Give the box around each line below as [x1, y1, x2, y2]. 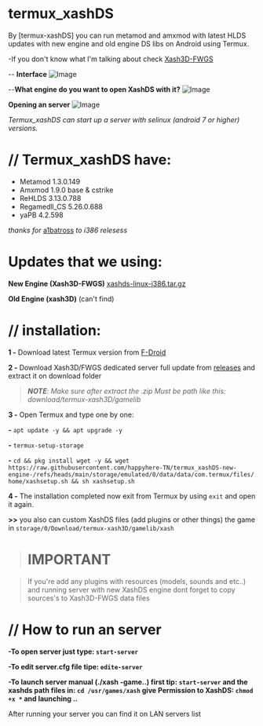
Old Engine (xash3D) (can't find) [8, 294, 115, 303]
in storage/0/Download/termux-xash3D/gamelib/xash [8, 523, 174, 532]
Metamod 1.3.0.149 [19, 177, 81, 186]
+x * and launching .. [8, 694, 79, 703]
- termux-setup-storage [8, 440, 84, 450]
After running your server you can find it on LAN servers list [8, 709, 202, 718]
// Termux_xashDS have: [8, 151, 171, 169]
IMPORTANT [27, 550, 111, 568]
